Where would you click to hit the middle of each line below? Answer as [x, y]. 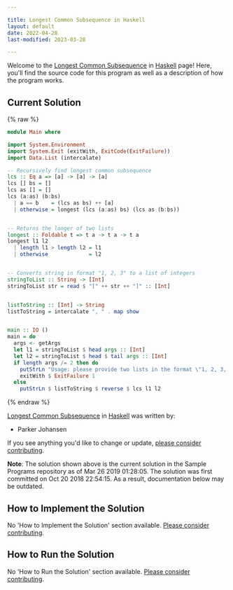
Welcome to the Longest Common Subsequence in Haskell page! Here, [110, 66]
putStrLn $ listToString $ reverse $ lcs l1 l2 [90, 389]
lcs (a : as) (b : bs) [34, 197]
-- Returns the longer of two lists [61, 228]
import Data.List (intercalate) [54, 158]
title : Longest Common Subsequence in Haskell [76, 20]
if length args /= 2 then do [56, 363]
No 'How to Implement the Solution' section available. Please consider [108, 525]
